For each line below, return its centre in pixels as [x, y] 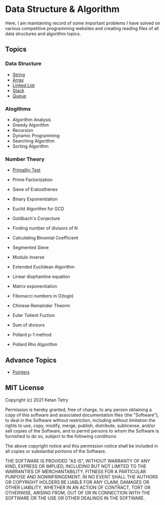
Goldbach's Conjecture [36, 218]
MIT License [25, 388]
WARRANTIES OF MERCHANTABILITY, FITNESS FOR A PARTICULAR [76, 471]
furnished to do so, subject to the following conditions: [61, 436]
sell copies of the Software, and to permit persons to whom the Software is [82, 430]
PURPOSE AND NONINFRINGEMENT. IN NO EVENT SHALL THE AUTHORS [82, 476]
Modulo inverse [28, 257]
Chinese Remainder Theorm [41, 305]
